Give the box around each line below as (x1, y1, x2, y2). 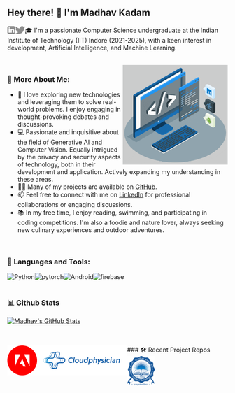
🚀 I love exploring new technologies (17, 90, 120, 99)
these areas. (17, 176, 54, 184)
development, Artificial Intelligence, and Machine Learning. (7, 43, 177, 52)
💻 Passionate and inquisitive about (17, 128, 119, 136)
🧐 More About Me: (7, 74, 70, 84)
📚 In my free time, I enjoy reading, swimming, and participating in (17, 208, 208, 217)
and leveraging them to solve (17, 98, 101, 106)
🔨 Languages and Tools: (7, 257, 91, 266)
